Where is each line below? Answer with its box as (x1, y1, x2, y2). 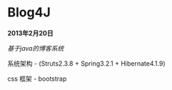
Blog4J (7, 4, 51, 21)
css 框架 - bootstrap (7, 74, 67, 83)
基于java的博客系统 (7, 44, 64, 52)
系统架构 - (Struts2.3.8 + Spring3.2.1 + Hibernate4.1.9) (7, 59, 166, 68)
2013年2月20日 (7, 29, 54, 37)
